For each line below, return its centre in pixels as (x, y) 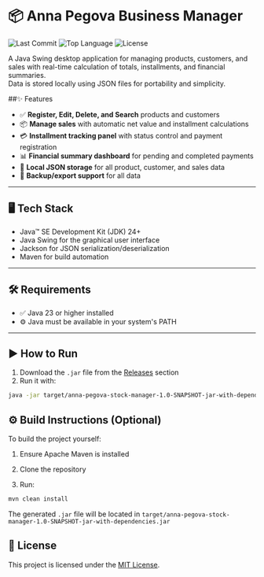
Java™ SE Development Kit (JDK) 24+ (80, 231)
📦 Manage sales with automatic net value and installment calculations (134, 124)
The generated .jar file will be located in (74, 514)
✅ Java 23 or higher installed (66, 313)
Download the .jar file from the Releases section (99, 372)
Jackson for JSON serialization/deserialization (95, 248)
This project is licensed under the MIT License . (84, 564)
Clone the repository (53, 469)
